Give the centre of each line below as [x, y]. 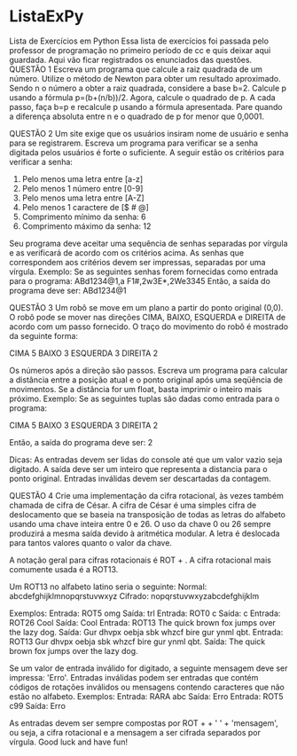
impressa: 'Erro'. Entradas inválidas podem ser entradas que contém [134, 677]
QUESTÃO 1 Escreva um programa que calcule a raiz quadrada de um [136, 69]
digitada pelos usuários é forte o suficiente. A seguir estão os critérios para [147, 152]
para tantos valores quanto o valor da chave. [91, 542]
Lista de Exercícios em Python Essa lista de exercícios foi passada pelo [139, 41]
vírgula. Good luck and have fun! [69, 742]
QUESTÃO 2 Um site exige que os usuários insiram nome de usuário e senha [149, 133]
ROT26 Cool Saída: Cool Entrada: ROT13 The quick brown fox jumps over [143, 622]
